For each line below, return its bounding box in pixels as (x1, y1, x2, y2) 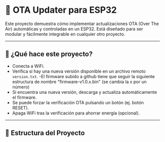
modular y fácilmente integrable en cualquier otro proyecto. (5, 31, 125, 37)
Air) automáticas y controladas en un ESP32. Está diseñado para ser (5, 26, 143, 31)
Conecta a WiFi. (12, 63, 45, 69)
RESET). (12, 105, 29, 111)
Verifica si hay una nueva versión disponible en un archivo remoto (12, 68, 146, 74)
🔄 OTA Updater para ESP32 (5, 4, 117, 16)
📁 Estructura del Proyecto (5, 129, 85, 137)
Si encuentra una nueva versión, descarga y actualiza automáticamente (12, 89, 157, 95)
